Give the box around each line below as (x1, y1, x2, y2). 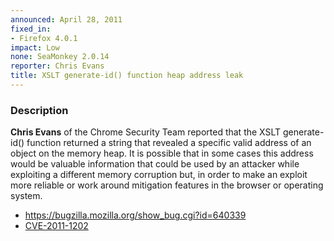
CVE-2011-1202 (24, 220, 89, 232)
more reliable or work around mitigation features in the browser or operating (10, 179, 324, 191)
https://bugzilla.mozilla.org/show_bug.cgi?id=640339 (24, 209, 247, 221)
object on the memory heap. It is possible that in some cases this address (10, 147, 314, 160)
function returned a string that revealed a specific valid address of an (26, 137, 312, 149)
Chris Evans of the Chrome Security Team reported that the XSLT (10, 126, 282, 138)
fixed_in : (10, 24, 52, 34)
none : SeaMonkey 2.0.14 (10, 52, 110, 62)
